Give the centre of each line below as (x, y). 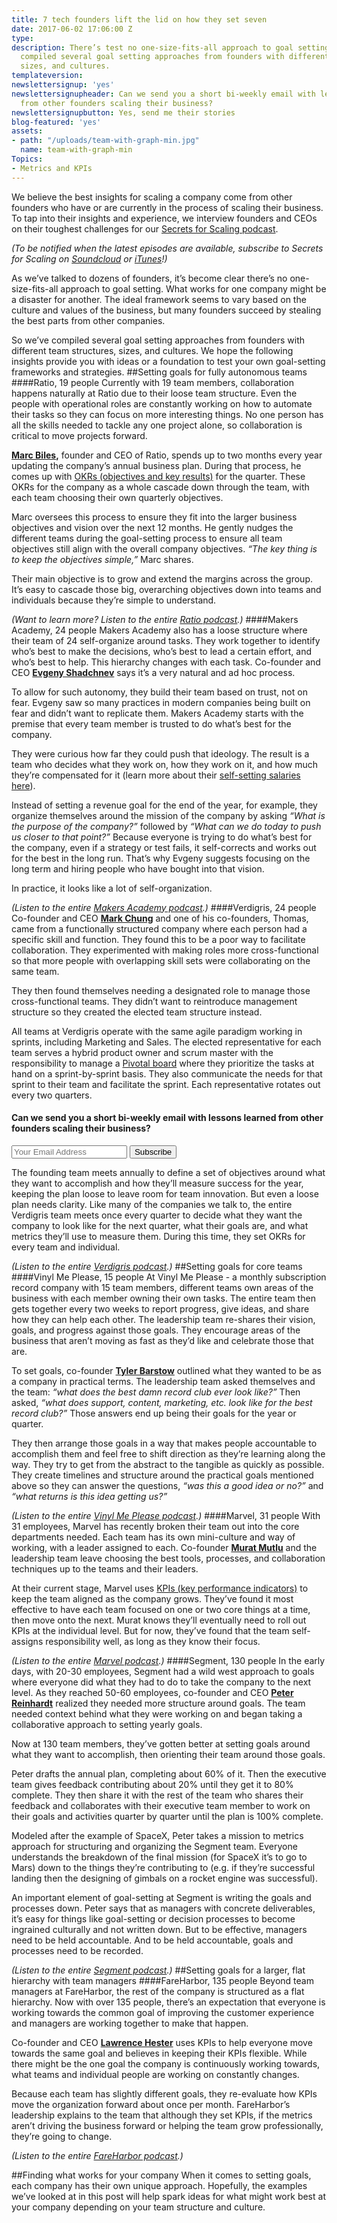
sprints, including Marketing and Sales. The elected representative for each (166, 1042)
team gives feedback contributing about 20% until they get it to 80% (152, 1784)
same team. (35, 971)
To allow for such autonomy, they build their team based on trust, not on (159, 692)
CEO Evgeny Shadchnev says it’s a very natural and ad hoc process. (153, 672)
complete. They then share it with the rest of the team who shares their (157, 1795)
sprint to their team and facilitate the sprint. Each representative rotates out (166, 1084)
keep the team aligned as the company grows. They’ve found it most (152, 1598)
